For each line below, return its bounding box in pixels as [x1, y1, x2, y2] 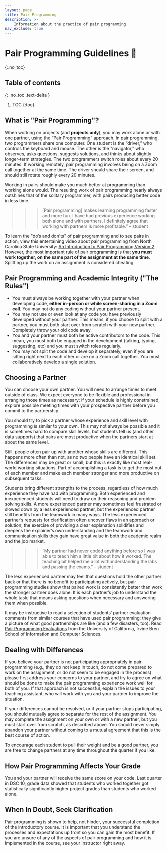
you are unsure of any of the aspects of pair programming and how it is [5, 834, 152, 841]
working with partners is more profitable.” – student [42, 223, 148, 229]
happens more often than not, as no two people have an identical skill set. [5, 454, 157, 460]
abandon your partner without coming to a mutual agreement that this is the [5, 727, 161, 733]
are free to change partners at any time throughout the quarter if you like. [5, 747, 156, 753]
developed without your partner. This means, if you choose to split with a [12, 316, 163, 322]
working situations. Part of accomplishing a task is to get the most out [17, 465, 162, 471]
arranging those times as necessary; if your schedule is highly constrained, [5, 397, 160, 403]
